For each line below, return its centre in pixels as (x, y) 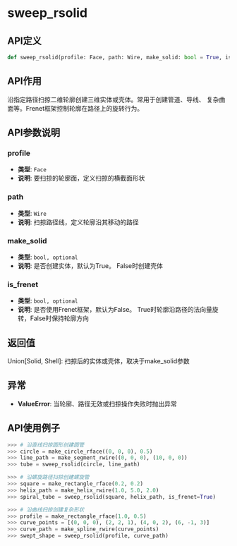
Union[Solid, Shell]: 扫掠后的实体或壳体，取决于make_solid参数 (99, 361)
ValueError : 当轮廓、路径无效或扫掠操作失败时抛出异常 (97, 404)
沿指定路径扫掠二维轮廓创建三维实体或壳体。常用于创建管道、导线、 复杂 (113, 99)
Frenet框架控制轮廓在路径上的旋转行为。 (85, 108)
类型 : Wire (32, 213)
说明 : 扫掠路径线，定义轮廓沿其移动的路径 (78, 222)
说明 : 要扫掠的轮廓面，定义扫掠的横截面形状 (81, 178)
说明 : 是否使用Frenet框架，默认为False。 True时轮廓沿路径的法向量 (115, 310)
